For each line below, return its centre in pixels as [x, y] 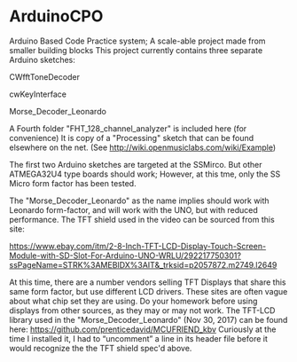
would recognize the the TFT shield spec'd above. [101, 348]
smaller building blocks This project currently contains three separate [136, 50]
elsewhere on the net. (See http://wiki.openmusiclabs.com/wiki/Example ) [143, 147]
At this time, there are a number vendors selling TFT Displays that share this [148, 282]
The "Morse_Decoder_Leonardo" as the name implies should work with [139, 201]
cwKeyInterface [38, 94]
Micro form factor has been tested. [73, 183]
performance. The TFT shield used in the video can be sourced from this [142, 219]
